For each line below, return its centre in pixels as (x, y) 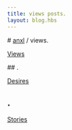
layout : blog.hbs (32, 20)
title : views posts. (37, 14)
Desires (18, 80)
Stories (17, 120)
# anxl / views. (28, 40)
